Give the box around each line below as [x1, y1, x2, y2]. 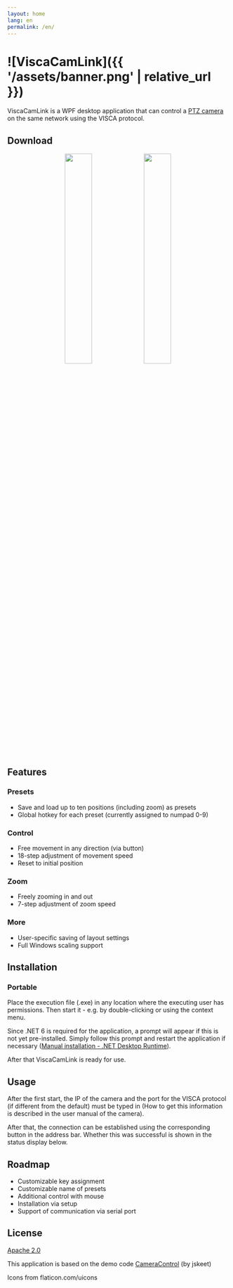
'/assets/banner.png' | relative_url [7, 68, 212, 84]
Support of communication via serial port [17, 1207, 137, 1216]
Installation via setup [17, 1199, 77, 1208]
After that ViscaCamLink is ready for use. [7, 1055, 126, 1064]
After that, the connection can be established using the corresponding [7, 1123, 211, 1132]
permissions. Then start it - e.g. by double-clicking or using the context [7, 1006, 214, 1015]
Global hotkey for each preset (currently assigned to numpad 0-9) [17, 810, 209, 819]
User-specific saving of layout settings [17, 933, 130, 942]
